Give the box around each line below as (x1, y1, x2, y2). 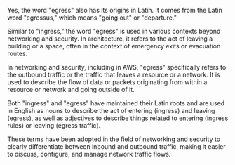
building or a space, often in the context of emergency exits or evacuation (7, 42, 221, 50)
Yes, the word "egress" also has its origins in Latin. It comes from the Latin (7, 6, 222, 14)
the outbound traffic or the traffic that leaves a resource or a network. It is (7, 70, 220, 79)
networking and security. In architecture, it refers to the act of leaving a (7, 34, 213, 43)
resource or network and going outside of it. (7, 86, 135, 93)
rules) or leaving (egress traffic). (7, 121, 101, 129)
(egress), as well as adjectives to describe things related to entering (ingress (7, 114, 229, 122)
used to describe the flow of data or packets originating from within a (7, 78, 208, 86)
